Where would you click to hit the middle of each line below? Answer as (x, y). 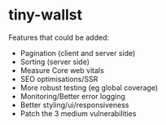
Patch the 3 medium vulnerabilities (78, 113)
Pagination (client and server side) (78, 53)
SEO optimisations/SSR (59, 79)
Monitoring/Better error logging (73, 96)
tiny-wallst (46, 15)
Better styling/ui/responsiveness (74, 105)
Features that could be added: (59, 37)
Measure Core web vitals (62, 70)
